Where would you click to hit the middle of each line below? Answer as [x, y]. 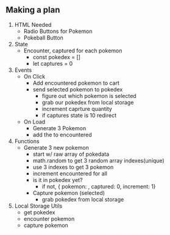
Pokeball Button [43, 37]
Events [23, 70]
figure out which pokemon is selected [89, 96]
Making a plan [33, 10]
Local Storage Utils [38, 206]
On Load [34, 122]
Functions [27, 141]
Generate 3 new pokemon [56, 147]
